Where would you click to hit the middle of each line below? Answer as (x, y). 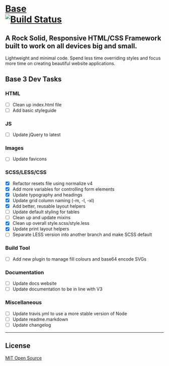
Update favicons (29, 159)
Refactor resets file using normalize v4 (53, 183)
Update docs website (34, 283)
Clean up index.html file (37, 104)
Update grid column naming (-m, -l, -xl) (53, 201)
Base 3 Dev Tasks (33, 79)
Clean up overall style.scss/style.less (51, 223)
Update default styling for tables (46, 212)
